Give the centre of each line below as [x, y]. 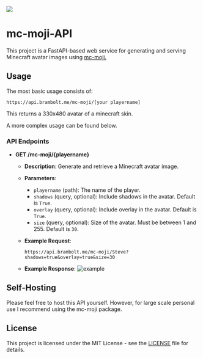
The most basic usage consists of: [50, 91]
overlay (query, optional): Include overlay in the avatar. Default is [115, 210]
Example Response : [50, 269]
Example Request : [48, 241]
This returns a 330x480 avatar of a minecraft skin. [70, 114]
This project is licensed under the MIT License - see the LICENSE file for [97, 343]
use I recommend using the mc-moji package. [64, 309]
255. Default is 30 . [56, 229]
